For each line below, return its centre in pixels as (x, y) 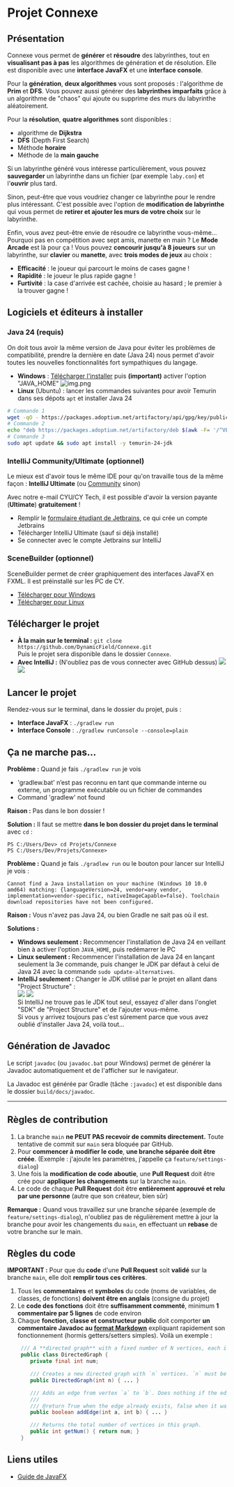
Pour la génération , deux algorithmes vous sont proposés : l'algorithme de (115, 84)
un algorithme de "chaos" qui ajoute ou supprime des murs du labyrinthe (111, 98)
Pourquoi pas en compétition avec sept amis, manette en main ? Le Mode (112, 240)
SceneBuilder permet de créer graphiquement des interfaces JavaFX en (110, 574)
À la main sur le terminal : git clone (70, 641)
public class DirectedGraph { (64, 1355)
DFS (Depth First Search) (53, 140)
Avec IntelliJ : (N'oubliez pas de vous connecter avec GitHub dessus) (117, 662)
